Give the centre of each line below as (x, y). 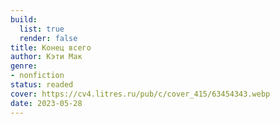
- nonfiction (37, 76)
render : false (48, 38)
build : (24, 19)
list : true (42, 29)
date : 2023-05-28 (46, 103)
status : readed (42, 85)
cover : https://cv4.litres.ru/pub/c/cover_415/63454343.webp (140, 94)
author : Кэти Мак (46, 57)
